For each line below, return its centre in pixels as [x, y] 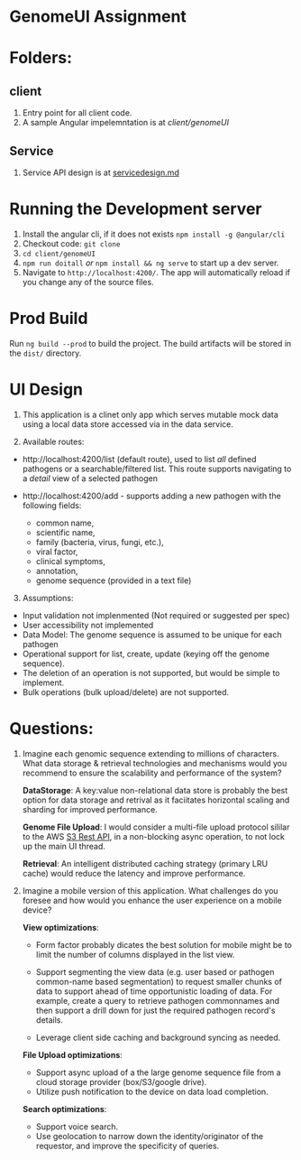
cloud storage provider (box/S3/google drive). [121, 1081]
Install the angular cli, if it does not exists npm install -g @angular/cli [154, 234]
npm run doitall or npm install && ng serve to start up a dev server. [150, 263]
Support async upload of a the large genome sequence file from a [158, 1072]
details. [50, 1020]
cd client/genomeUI [59, 254]
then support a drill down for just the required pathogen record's [155, 1010]
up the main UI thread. [64, 846]
